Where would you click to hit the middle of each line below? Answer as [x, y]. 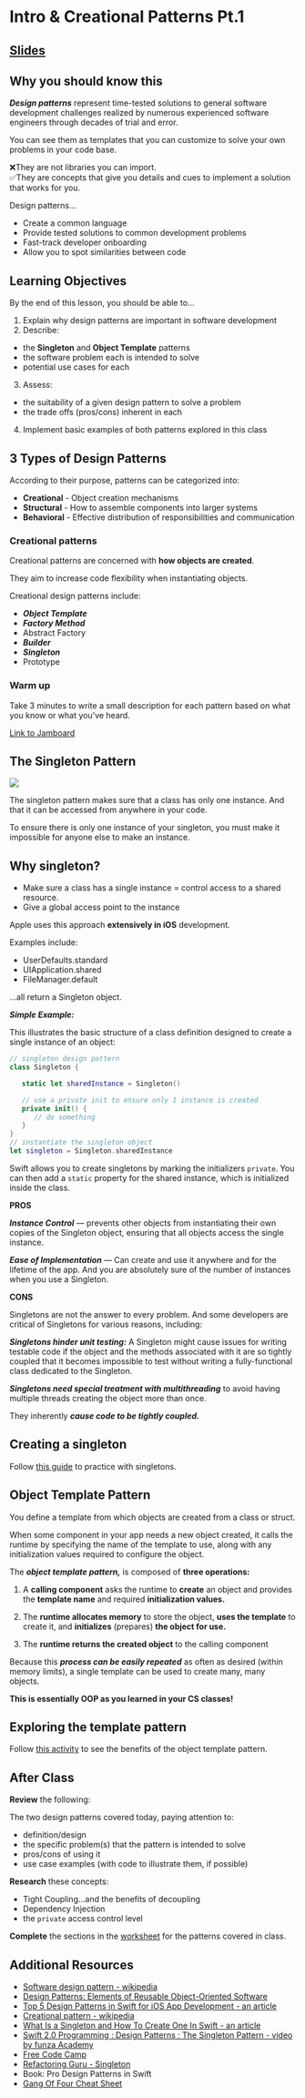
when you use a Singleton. [59, 1279]
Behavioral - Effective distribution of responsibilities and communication [158, 517]
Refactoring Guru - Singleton [76, 2064]
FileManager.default [60, 980]
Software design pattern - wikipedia [90, 1987]
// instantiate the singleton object [81, 1143]
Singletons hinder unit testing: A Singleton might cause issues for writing [148, 1341]
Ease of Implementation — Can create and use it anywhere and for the [143, 1259]
